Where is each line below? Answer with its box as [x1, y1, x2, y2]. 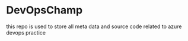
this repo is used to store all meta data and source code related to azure [6, 23, 182, 30]
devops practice [6, 29, 46, 36]
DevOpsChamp [6, 4, 83, 17]
